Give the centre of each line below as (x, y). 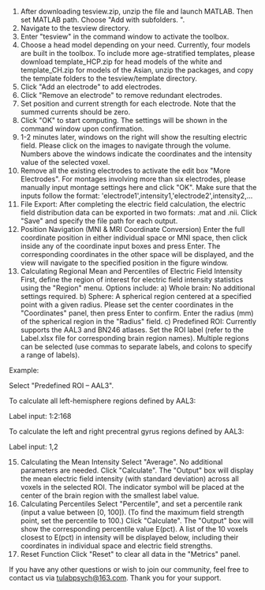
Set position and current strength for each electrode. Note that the (128, 103)
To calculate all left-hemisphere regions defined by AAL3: (103, 401)
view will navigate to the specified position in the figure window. (124, 263)
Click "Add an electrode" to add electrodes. (91, 87)
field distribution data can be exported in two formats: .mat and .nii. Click (138, 213)
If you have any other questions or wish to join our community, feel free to (129, 569)
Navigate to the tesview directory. (75, 28)
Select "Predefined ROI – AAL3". (61, 385)
